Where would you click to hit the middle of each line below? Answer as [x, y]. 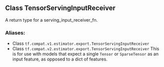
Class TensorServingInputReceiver [60, 8]
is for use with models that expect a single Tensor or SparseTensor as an [85, 54]
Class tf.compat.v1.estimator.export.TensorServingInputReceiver [81, 43]
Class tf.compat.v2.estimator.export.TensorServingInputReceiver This [86, 49]
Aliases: [15, 33]
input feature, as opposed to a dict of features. [60, 59]
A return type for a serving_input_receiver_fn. [52, 20]
